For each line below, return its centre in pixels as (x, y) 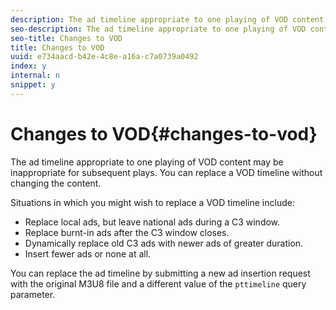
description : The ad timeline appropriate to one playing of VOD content (167, 19)
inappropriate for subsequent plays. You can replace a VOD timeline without (166, 172)
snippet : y (33, 85)
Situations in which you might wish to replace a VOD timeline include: (152, 202)
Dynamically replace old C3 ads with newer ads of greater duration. (164, 243)
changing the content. (56, 183)
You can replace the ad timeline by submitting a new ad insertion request (160, 273)
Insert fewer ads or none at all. (88, 253)
